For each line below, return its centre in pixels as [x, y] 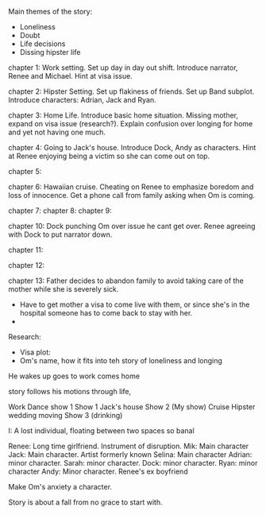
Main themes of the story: [50, 12]
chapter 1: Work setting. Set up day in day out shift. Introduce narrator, [123, 68]
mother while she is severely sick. [64, 289]
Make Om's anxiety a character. [60, 487]
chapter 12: [27, 265]
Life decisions [42, 44]
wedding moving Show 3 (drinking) [66, 415]
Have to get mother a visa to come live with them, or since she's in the [135, 304]
